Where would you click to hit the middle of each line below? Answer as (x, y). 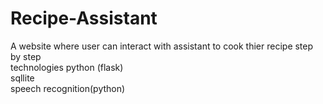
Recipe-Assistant (84, 18)
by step (26, 56)
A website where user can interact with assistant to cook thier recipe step (162, 46)
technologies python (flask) (67, 67)
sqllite (22, 78)
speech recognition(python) (68, 88)
